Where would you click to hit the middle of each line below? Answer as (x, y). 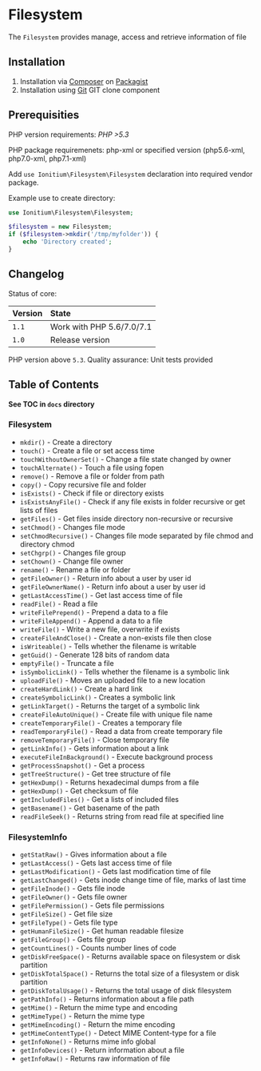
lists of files (39, 510)
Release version (80, 339)
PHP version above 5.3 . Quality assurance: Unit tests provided (111, 359)
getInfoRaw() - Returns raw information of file (95, 1059)
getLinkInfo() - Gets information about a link (94, 748)
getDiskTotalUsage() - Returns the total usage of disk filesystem (126, 991)
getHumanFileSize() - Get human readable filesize (102, 931)
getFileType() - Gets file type (69, 923)
